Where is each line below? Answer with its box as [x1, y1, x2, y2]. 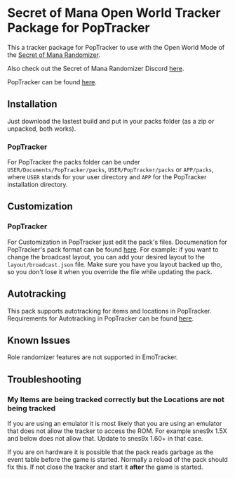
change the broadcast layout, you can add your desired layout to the [7, 252, 206, 261]
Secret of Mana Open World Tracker [7, 5, 221, 21]
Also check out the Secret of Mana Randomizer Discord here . [7, 64, 184, 72]
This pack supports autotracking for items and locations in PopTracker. [7, 306, 212, 315]
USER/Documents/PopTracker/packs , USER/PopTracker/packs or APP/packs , [7, 165, 214, 174]
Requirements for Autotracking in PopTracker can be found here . [7, 314, 194, 323]
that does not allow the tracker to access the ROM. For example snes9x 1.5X [7, 427, 228, 435]
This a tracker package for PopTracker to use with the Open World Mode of [7, 43, 225, 51]
